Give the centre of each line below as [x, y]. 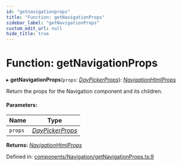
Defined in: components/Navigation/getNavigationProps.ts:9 [80, 157]
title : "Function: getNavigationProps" [56, 17]
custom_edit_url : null [34, 28]
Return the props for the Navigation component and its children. [84, 91]
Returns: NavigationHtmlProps [44, 145]
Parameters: [22, 105]
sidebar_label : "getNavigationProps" [53, 23]
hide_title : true [28, 34]
